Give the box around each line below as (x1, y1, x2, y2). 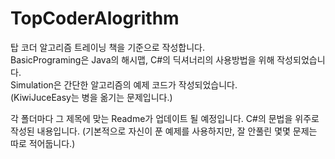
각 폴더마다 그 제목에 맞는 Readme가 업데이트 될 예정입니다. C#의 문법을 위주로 (10, 112, 320, 124)
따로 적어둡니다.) (10, 137, 76, 149)
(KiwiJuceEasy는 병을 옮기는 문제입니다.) (10, 91, 173, 103)
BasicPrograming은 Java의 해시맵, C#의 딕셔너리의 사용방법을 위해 (10, 53, 275, 66)
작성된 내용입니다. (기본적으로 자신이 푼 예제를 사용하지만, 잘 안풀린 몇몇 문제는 (10, 125, 318, 137)
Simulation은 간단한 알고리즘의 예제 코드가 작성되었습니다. (10, 78, 238, 91)
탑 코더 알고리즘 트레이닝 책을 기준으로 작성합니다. (10, 41, 206, 53)
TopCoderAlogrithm (10, 7, 180, 30)
